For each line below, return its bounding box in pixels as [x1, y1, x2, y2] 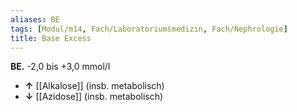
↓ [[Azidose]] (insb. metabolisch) [24, 91, 164, 103]
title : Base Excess [10, 33, 92, 43]
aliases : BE [10, 14, 60, 25]
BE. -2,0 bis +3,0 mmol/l [10, 61, 111, 73]
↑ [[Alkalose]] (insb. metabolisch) [24, 80, 165, 92]
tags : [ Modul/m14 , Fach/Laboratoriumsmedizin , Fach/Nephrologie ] [10, 24, 288, 34]
